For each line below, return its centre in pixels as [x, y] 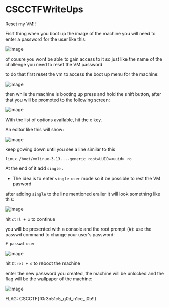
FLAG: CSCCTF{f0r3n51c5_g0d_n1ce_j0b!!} [51, 298]
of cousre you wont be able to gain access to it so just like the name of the [84, 59]
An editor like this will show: [35, 129]
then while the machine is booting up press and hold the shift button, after [83, 94]
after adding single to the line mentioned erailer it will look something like [83, 194]
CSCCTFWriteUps [44, 9]
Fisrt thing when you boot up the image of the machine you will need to [80, 33]
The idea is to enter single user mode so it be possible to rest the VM [86, 178]
